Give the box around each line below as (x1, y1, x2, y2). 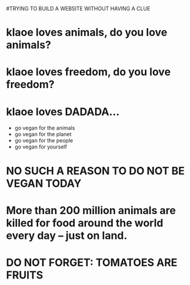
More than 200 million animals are (6, 203, 176, 217)
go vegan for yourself (14, 143, 68, 150)
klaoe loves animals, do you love (6, 26, 168, 39)
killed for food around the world (6, 216, 164, 229)
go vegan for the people (14, 137, 74, 144)
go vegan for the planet (14, 131, 72, 138)
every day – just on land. (6, 229, 128, 242)
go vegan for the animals (14, 124, 75, 132)
